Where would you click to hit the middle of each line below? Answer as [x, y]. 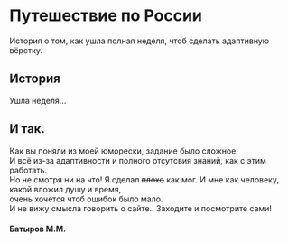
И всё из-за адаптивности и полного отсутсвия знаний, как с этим [138, 160]
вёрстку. [26, 50]
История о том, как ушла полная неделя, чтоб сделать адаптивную [139, 41]
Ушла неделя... [38, 100]
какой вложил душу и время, [65, 189]
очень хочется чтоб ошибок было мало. [86, 199]
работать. [28, 170]
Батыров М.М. [37, 229]
